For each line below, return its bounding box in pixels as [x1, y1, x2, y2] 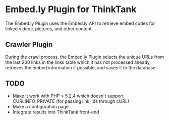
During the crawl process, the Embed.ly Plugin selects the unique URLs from [5, 54, 164, 60]
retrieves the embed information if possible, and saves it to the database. [5, 64, 157, 70]
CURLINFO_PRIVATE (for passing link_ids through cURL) [12, 98, 130, 104]
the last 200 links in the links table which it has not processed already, [5, 59, 151, 65]
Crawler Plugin [5, 41, 53, 49]
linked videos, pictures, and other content [5, 25, 92, 31]
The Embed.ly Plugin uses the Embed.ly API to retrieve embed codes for [5, 20, 155, 26]
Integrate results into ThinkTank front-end [12, 109, 99, 115]
